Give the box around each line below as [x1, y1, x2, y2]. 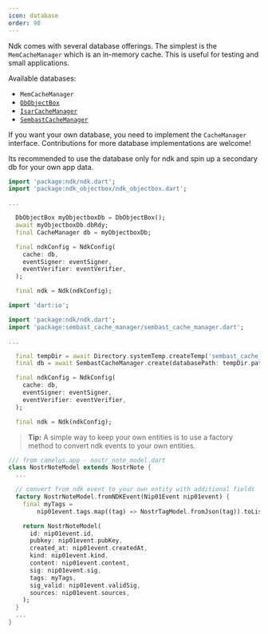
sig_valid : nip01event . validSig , [29, 581, 141, 589]
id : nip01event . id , [29, 530, 94, 538]
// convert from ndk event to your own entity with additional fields [15, 486, 255, 494]
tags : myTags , [29, 573, 77, 582]
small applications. [8, 57, 70, 68]
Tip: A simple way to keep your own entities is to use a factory [27, 432, 234, 442]
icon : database [8, 11, 59, 20]
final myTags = [22, 500, 73, 508]
